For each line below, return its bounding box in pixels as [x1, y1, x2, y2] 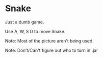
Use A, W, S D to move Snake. [5, 28, 66, 34]
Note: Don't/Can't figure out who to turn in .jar [5, 47, 98, 53]
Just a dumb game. [5, 19, 44, 25]
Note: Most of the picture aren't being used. [5, 38, 94, 44]
